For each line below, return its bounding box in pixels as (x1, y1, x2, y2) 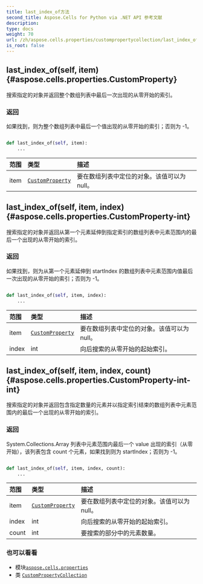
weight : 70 (6, 31, 34, 37)
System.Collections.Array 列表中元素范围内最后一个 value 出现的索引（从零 (6, 440, 193, 447)
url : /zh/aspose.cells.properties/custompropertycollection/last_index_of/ (6, 37, 201, 43)
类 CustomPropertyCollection (14, 571, 88, 578)
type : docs (6, 25, 34, 32)
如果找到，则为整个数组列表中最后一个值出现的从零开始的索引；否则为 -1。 (6, 122, 193, 130)
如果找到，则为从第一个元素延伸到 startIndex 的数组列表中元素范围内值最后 (6, 267, 193, 274)
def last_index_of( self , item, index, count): (6, 465, 126, 472)
